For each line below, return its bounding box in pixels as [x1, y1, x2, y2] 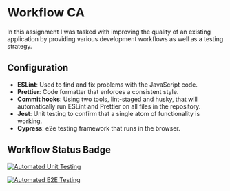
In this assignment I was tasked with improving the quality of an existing [7, 27, 211, 36]
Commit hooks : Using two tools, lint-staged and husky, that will [17, 95, 198, 103]
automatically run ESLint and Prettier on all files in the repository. [17, 102, 201, 111]
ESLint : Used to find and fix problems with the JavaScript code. [17, 80, 198, 89]
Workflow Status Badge [7, 144, 112, 156]
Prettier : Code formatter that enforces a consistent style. [17, 87, 179, 95]
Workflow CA [7, 5, 85, 21]
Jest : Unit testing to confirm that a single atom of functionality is [17, 109, 200, 117]
